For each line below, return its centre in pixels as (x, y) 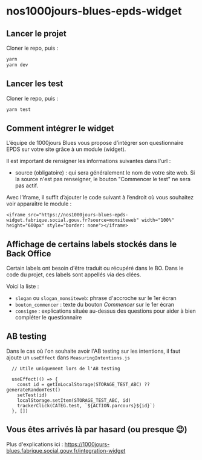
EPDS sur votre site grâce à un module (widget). (66, 149)
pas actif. (26, 185)
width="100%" (158, 220)
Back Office (29, 254)
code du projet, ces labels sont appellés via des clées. (74, 275)
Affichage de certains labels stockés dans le (92, 244)
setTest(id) (32, 395)
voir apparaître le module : (39, 204)
